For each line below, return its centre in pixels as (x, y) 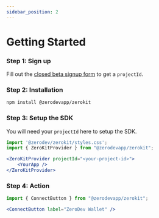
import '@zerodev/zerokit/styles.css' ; (57, 142)
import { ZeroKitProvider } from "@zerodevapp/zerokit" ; (80, 148)
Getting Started (46, 42)
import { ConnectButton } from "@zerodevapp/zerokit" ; (77, 199)
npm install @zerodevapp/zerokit (49, 103)
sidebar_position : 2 (33, 12)
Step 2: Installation (35, 90)
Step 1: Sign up (29, 61)
